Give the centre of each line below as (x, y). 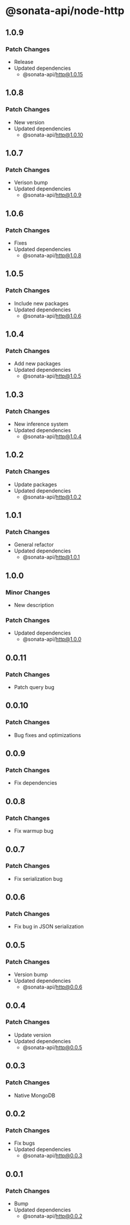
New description (34, 605)
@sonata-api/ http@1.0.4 (52, 436)
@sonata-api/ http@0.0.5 (52, 1047)
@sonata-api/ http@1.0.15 (53, 74)
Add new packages (37, 364)
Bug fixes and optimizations (47, 735)
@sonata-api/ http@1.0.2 (52, 497)
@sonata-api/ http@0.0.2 (52, 1216)
